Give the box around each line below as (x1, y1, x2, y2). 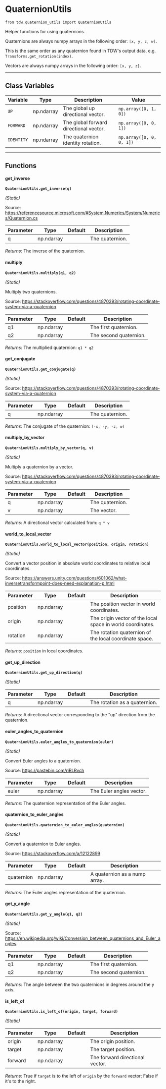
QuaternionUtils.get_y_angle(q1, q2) (5, 912, 83, 917)
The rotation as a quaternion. (90, 699, 157, 706)
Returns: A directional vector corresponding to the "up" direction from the (5, 712, 155, 718)
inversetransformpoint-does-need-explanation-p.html (5, 580, 115, 586)
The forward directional (90, 1054, 145, 1061)
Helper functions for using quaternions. (5, 28, 85, 34)
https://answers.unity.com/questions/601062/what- (22, 575, 127, 581)
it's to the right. (5, 1078, 36, 1084)
